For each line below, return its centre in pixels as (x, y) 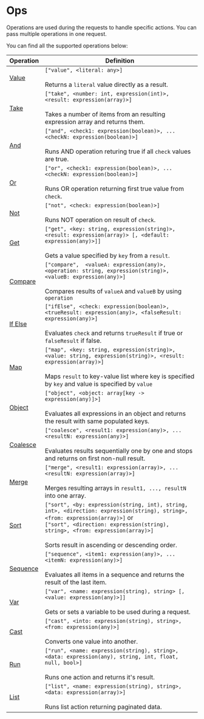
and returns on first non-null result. (95, 458)
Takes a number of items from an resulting (105, 114)
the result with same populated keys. (97, 421)
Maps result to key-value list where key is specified (120, 376)
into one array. (65, 495)
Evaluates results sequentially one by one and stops (119, 450)
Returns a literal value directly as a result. (106, 84)
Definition (120, 60)
